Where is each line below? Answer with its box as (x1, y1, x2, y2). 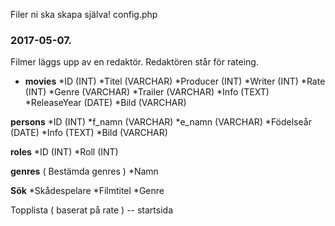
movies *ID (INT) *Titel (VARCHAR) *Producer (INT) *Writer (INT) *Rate (24, 75, 326, 88)
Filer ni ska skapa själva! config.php (10, 9, 158, 20)
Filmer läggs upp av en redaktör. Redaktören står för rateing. (10, 56, 259, 68)
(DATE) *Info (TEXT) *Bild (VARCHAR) (10, 127, 168, 139)
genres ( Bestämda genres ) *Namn (10, 165, 159, 178)
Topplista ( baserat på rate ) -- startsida (10, 204, 174, 216)
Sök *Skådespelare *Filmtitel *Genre (10, 185, 165, 197)
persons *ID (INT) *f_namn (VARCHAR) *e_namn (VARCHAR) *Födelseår (10, 116, 312, 128)
